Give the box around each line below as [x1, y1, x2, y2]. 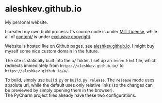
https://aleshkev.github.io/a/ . [5, 67, 69, 73]
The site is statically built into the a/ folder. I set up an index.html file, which [5, 57, 157, 63]
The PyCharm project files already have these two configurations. [5, 92, 137, 98]
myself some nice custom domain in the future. [5, 48, 99, 54]
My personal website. [5, 19, 49, 25]
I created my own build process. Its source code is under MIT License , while [5, 28, 158, 34]
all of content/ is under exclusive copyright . [5, 34, 92, 39]
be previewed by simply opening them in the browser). [5, 87, 114, 93]
